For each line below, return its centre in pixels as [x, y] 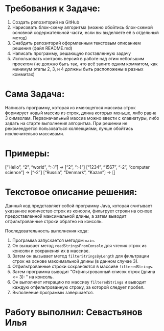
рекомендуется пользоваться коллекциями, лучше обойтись [69, 128]
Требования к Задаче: [53, 9]
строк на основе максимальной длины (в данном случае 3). [75, 261]
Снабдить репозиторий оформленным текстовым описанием [76, 43]
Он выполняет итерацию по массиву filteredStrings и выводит [79, 282]
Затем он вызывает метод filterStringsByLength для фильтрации [81, 256]
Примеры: [27, 154]
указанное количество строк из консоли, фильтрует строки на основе [79, 211]
